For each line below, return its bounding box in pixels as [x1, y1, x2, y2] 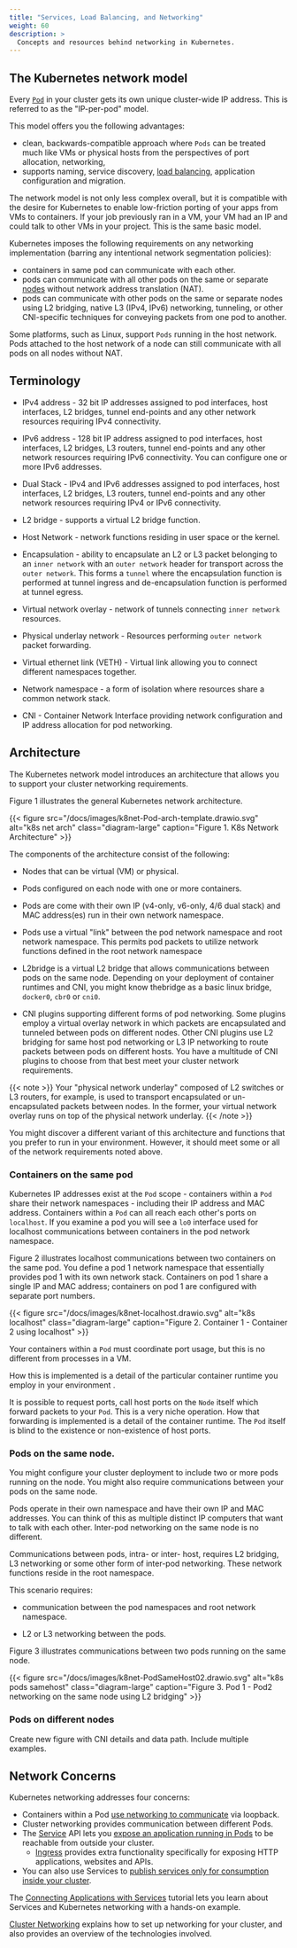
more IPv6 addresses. [21, 461, 103, 472]
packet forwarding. [21, 639, 92, 650]
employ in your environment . [9, 1380, 116, 1390]
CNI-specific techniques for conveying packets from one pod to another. [21, 312, 287, 323]
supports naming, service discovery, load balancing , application [21, 166, 255, 177]
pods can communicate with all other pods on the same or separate [21, 274, 269, 285]
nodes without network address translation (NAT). [21, 284, 204, 294]
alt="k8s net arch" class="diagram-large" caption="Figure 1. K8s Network [9, 822, 279, 833]
